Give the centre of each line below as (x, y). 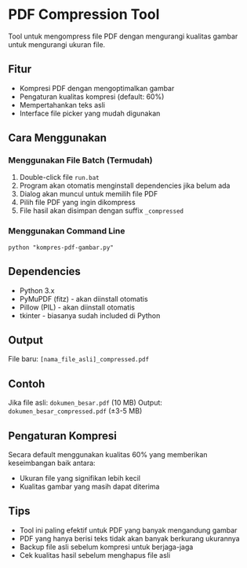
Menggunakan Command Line (67, 231)
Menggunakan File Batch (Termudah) (80, 160)
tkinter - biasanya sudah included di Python (90, 315)
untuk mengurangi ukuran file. (57, 44)
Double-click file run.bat (59, 178)
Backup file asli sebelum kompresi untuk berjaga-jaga (106, 547)
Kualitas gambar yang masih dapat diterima (89, 486)
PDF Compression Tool (84, 15)
